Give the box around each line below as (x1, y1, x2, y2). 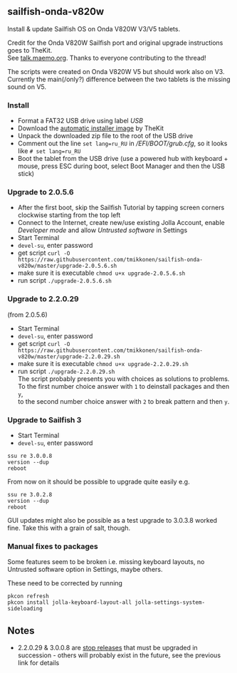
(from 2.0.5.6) (7, 310, 48, 319)
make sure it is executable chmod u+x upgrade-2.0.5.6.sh (17, 268, 186, 277)
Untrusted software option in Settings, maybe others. (7, 565, 163, 574)
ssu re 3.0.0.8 (7, 452, 53, 459)
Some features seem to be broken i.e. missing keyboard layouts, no (7, 558, 205, 566)
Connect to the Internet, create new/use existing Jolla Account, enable (17, 219, 226, 227)
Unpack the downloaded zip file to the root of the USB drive (17, 132, 194, 140)
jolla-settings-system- (135, 599, 205, 606)
